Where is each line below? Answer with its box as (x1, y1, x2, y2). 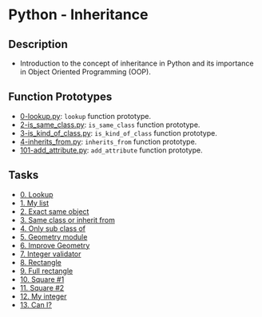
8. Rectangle (19, 257, 62, 267)
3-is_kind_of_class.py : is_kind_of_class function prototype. (19, 128, 217, 137)
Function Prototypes (8, 90, 113, 104)
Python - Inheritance (8, 6, 149, 24)
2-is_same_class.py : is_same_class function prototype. (19, 120, 200, 129)
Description (8, 38, 68, 51)
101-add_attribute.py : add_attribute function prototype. (19, 145, 203, 155)
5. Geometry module (19, 232, 88, 241)
